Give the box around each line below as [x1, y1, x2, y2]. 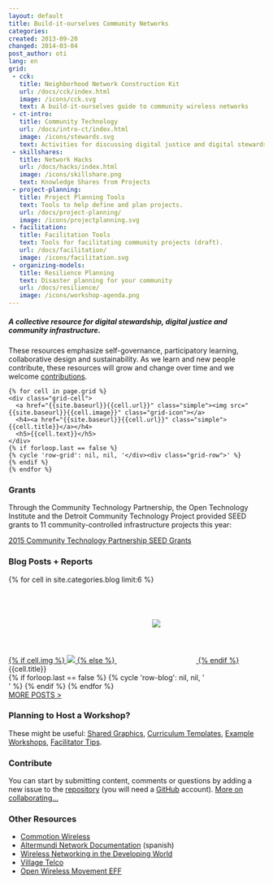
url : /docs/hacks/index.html [19, 163, 118, 171]
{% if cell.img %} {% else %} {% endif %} [8, 655, 240, 665]
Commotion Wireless [19, 832, 91, 842]
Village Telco [19, 858, 64, 868]
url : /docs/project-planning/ [19, 208, 122, 216]
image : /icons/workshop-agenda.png [19, 292, 140, 300]
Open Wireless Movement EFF [19, 866, 122, 876]
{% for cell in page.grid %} [8, 387, 107, 395]
